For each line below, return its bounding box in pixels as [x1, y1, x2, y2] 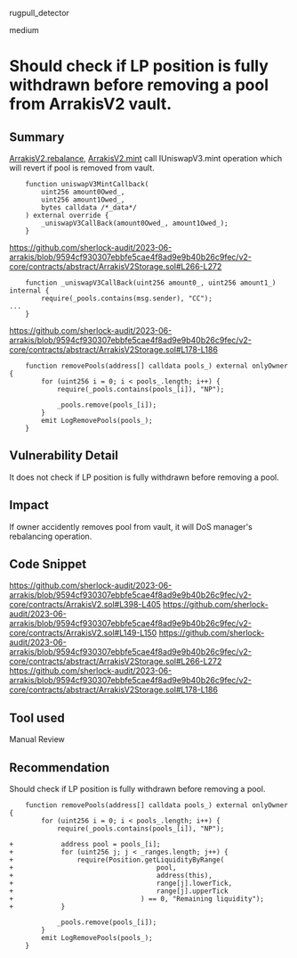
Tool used [9, 710, 65, 725]
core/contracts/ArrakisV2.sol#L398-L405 [9, 599, 162, 610]
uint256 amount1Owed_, [41, 195, 125, 204]
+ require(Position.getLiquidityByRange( [9, 855, 225, 864]
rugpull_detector [9, 8, 69, 18]
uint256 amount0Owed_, [41, 187, 125, 196]
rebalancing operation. [9, 531, 92, 541]
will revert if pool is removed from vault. [9, 162, 155, 173]
